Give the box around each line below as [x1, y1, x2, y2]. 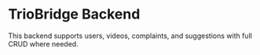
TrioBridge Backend [8, 5, 141, 23]
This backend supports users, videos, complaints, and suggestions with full [8, 31, 253, 40]
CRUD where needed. [8, 39, 79, 48]
